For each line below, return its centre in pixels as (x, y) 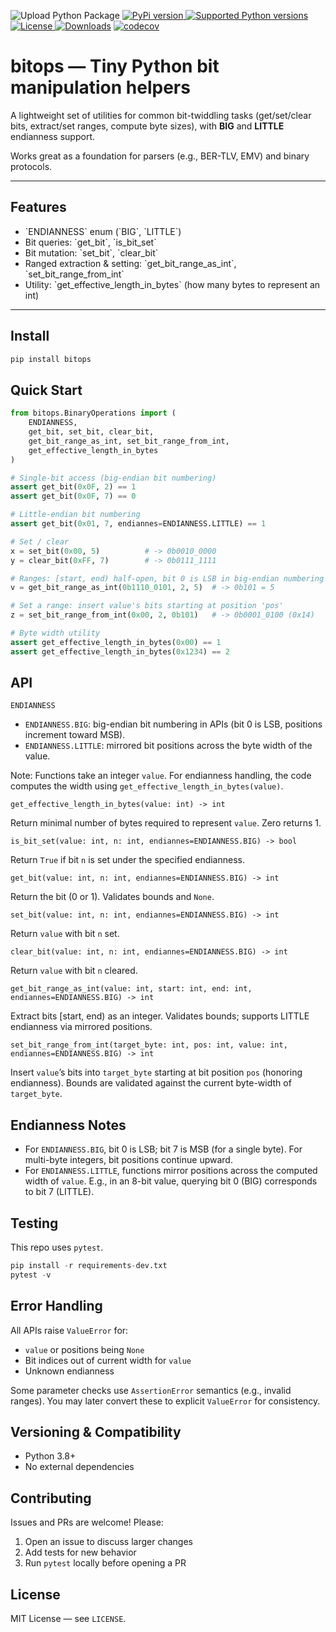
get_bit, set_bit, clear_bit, (91, 432)
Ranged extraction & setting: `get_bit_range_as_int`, (130, 263)
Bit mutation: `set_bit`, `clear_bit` (91, 252)
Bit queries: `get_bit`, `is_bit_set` (90, 242)
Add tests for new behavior (80, 1552)
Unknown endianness (69, 1371)
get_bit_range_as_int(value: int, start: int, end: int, (131, 989)
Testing (34, 1223)
